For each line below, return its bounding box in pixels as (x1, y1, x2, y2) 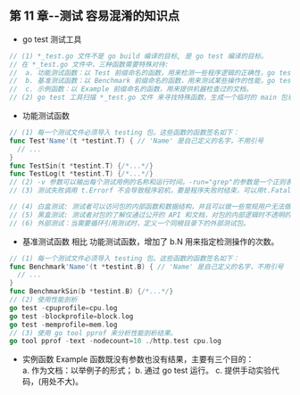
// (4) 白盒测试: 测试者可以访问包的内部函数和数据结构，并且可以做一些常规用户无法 (9, 202, 285, 211)
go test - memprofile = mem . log (9, 320, 118, 329)
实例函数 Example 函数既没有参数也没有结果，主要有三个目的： (21, 354, 254, 365)
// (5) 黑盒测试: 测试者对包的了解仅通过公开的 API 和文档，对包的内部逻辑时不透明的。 (9, 210, 298, 219)
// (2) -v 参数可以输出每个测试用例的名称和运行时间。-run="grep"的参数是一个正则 (9, 177, 287, 187)
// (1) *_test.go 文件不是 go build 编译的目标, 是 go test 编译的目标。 (9, 52, 268, 61)
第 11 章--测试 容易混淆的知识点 (9, 8, 180, 24)
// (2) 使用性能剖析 (9, 295, 78, 305)
